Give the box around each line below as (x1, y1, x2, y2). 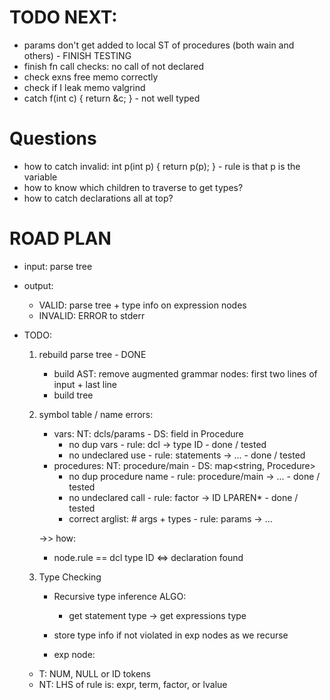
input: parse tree (23, 260, 93, 272)
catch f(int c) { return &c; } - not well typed (23, 92, 201, 104)
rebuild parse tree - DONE (38, 348, 147, 360)
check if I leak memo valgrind (23, 81, 146, 93)
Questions (9, 127, 97, 150)
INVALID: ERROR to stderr (38, 309, 146, 321)
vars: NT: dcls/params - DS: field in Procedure (53, 427, 244, 440)
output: (23, 279, 54, 291)
